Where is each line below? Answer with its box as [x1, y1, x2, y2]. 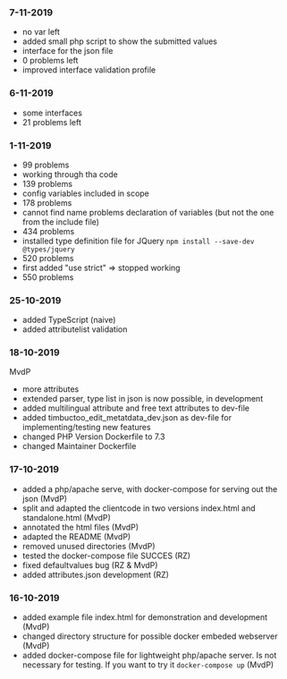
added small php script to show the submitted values [21, 36, 217, 47]
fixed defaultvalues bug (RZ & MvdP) [21, 559, 158, 570]
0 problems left [21, 55, 79, 66]
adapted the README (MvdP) [21, 530, 131, 542]
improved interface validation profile [21, 64, 156, 75]
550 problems [21, 271, 74, 283]
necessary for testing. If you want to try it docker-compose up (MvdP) [21, 659, 274, 670]
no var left [21, 27, 61, 38]
